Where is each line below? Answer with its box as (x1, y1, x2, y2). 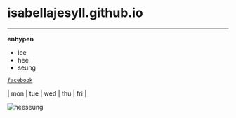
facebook (7, 77, 33, 84)
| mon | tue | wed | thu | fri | (7, 89, 87, 98)
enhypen (7, 34, 34, 43)
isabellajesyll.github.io (7, 5, 143, 21)
